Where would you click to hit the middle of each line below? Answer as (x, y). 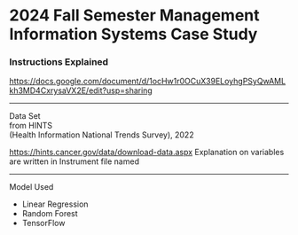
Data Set (25, 116)
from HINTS (31, 126)
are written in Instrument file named (74, 161)
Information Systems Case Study (133, 34)
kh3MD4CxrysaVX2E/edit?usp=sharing (81, 90)
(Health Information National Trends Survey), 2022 (102, 135)
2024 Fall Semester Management (134, 16)
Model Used (31, 187)
